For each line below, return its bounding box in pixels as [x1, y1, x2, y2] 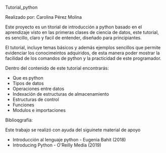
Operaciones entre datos [12, 86, 65, 92]
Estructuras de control [12, 96, 59, 102]
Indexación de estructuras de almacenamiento [12, 91, 109, 97]
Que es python [12, 75, 44, 81]
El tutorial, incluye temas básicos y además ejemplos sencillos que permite [5, 45, 161, 50]
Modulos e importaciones [12, 107, 66, 113]
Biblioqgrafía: [5, 117, 33, 123]
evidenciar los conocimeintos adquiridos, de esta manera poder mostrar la [5, 50, 160, 56]
